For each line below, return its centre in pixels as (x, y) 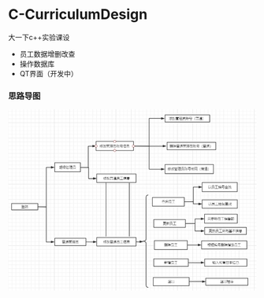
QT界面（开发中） (49, 73)
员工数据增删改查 (47, 53)
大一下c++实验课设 (39, 37)
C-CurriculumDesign (78, 15)
